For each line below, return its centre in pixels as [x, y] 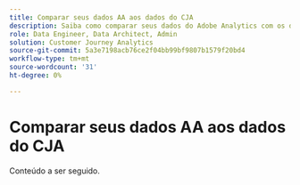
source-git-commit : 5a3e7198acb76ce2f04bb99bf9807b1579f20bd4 [127, 51]
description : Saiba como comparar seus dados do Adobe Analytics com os [147, 26]
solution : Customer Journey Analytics [81, 42]
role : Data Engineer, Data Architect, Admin [93, 34]
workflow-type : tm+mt [50, 59]
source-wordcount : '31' [54, 68]
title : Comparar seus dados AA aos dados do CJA [101, 17]
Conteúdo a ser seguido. [55, 171]
